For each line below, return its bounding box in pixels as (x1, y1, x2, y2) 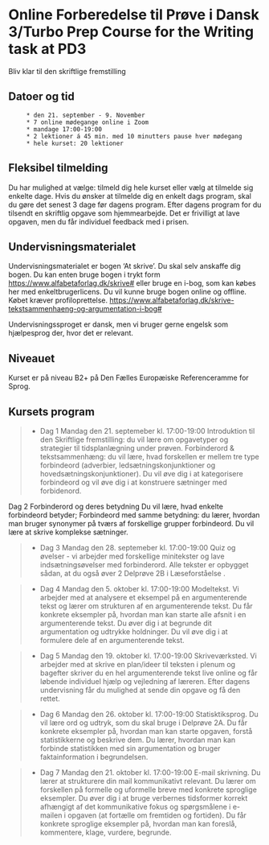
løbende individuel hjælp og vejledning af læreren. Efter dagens (39, 677, 251, 686)
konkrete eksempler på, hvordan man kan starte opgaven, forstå (39, 727, 253, 736)
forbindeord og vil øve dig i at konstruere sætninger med (39, 477, 227, 487)
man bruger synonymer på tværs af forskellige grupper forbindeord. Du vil (8, 519, 255, 528)
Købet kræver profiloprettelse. (8, 295, 108, 305)
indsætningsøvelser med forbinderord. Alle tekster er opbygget (39, 560, 249, 569)
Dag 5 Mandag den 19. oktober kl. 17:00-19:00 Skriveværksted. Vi (39, 651, 257, 661)
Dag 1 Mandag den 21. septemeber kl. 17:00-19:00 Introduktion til (39, 427, 255, 435)
